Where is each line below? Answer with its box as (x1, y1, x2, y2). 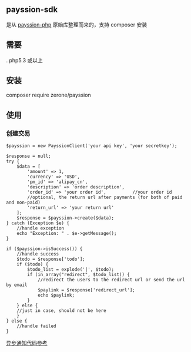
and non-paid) (6, 200, 41, 205)
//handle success (16, 251, 59, 257)
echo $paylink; (37, 293, 75, 298)
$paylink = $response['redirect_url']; (37, 287, 135, 293)
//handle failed (16, 323, 57, 329)
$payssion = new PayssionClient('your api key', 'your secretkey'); (6, 143, 177, 149)
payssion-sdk (6, 5, 58, 15)
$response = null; (6, 153, 51, 160)
